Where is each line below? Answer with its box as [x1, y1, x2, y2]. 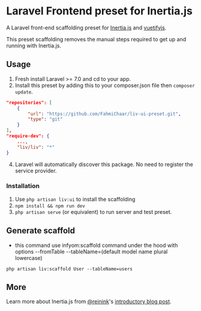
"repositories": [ [6, 99, 52, 105]
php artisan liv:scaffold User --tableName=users [6, 265, 133, 272]
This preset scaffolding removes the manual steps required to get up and [6, 35, 187, 43]
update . [14, 88, 33, 95]
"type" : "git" [28, 116, 63, 122]
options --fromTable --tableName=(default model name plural [14, 247, 168, 255]
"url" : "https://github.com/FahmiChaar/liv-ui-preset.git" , [28, 111, 181, 117]
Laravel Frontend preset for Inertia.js [6, 4, 193, 18]
